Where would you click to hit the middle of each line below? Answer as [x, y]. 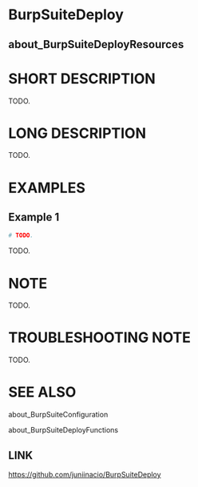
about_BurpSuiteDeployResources [96, 44]
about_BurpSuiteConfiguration [58, 415]
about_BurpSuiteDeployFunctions [63, 430]
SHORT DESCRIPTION [82, 78]
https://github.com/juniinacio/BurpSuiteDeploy [85, 474]
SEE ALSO [42, 392]
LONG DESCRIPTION [77, 133]
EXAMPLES [47, 188]
